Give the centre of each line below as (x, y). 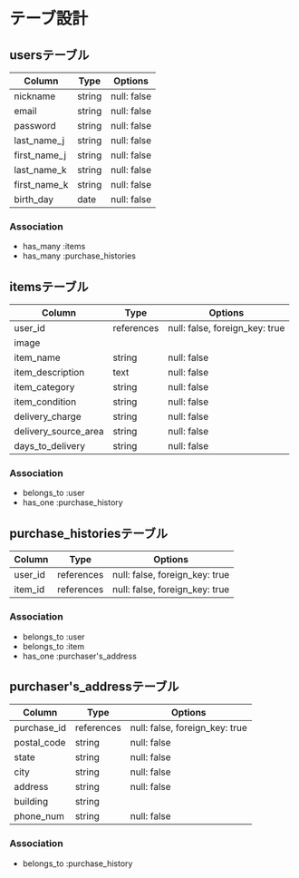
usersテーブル (49, 55)
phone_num (39, 816)
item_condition (45, 402)
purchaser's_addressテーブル (94, 686)
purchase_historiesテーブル (89, 533)
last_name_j (39, 140)
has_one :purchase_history (73, 502)
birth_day (34, 199)
